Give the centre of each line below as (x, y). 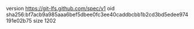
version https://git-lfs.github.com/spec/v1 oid (60, 8)
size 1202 (45, 21)
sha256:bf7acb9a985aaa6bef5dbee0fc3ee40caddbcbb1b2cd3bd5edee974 (97, 14)
